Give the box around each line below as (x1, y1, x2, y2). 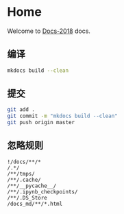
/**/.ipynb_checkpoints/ (7, 188, 78, 195)
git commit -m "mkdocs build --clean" (7, 112, 118, 120)
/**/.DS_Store (7, 194, 48, 201)
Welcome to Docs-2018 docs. (7, 27, 91, 35)
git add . (7, 106, 36, 113)
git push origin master (7, 119, 75, 126)
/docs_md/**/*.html (7, 200, 63, 207)
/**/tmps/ (7, 170, 36, 177)
